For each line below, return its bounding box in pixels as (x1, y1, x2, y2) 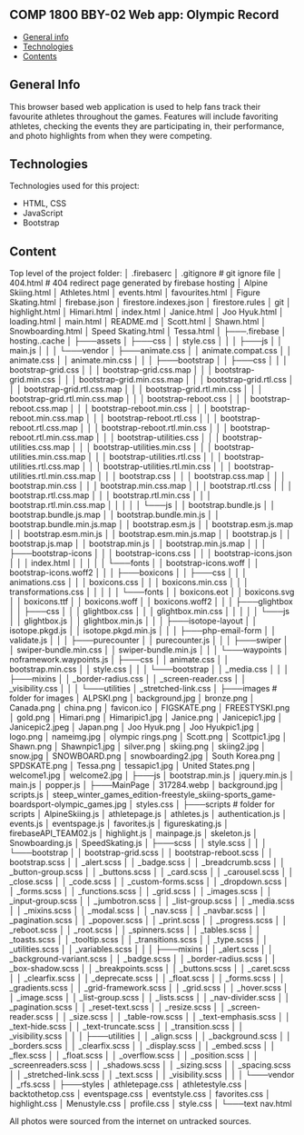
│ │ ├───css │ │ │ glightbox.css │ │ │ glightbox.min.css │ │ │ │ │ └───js (9, 606, 290, 617)
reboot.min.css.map (9, 413, 84, 423)
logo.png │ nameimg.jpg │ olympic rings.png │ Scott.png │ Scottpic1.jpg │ (9, 732, 288, 742)
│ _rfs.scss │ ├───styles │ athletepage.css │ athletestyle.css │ (9, 1079, 250, 1090)
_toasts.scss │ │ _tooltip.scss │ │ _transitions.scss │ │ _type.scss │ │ (9, 934, 269, 945)
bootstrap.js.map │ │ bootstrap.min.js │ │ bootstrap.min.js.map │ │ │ (9, 538, 267, 549)
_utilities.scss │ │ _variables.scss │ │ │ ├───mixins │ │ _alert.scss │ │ (9, 944, 274, 955)
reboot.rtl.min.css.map (9, 432, 94, 443)
